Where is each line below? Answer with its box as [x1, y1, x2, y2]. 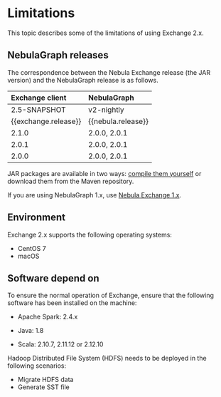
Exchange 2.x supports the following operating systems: [7, 230, 173, 239]
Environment [7, 212, 66, 224]
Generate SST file [17, 383, 70, 391]
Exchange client [11, 93, 67, 103]
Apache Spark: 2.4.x [17, 312, 78, 321]
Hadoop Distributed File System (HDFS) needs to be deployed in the [7, 354, 207, 363]
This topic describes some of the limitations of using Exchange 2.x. [7, 29, 204, 37]
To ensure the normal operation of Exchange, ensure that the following [7, 291, 215, 300]
